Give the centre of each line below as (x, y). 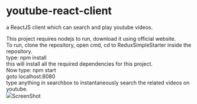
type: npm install (26, 57)
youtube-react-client (59, 11)
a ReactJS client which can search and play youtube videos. (80, 27)
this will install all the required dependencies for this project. (79, 64)
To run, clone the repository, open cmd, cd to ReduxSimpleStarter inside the (99, 45)
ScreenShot (26, 96)
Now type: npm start (31, 70)
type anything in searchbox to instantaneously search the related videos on (98, 82)
